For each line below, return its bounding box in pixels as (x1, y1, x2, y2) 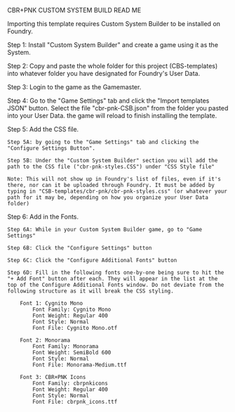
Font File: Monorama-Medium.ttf (32, 361, 128, 368)
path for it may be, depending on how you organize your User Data (7, 194, 209, 201)
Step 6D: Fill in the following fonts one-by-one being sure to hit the (7, 269, 224, 276)
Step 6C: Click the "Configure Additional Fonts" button (7, 257, 177, 264)
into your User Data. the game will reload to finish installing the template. (7, 112, 217, 120)
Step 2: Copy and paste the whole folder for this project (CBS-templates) (7, 62, 218, 70)
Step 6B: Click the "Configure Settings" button (7, 245, 152, 252)
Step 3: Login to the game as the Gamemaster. (7, 83, 142, 91)
